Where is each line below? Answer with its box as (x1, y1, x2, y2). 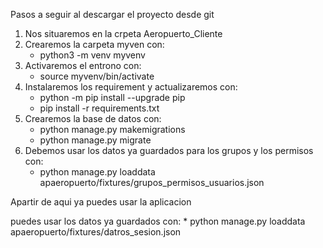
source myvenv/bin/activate (39, 70, 155, 82)
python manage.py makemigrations (39, 124, 186, 135)
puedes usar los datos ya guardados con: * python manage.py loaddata (10, 215, 306, 227)
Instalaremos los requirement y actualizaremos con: (24, 81, 238, 93)
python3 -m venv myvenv (39, 49, 146, 61)
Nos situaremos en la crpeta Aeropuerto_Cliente (24, 28, 223, 39)
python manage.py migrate (39, 134, 152, 146)
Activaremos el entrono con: (24, 60, 142, 71)
